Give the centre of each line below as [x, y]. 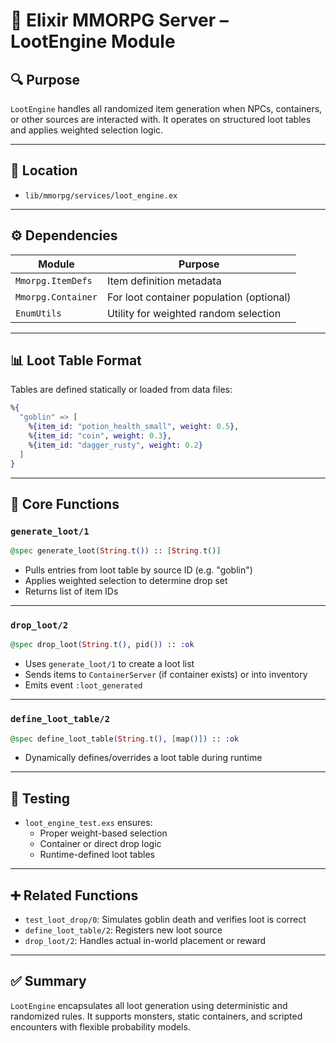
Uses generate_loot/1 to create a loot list [109, 664]
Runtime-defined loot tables [97, 855]
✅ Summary [48, 981]
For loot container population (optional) [199, 297]
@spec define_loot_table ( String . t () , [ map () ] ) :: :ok [125, 739]
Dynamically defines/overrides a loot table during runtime [143, 758]
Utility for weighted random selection [194, 313]
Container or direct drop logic [100, 844]
